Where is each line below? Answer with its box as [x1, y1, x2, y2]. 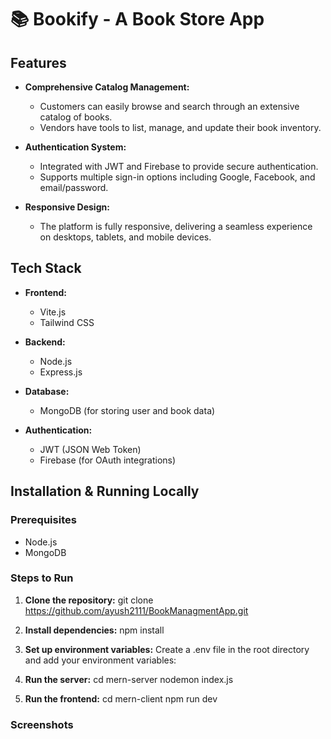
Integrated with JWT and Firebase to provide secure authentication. [39, 161, 319, 172]
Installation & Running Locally [10, 483, 200, 500]
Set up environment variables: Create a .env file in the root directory [24, 643, 310, 655]
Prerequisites [10, 513, 77, 527]
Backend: [24, 336, 66, 348]
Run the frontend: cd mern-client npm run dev [24, 692, 218, 705]
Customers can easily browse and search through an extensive [39, 101, 300, 112]
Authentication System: [24, 141, 127, 153]
